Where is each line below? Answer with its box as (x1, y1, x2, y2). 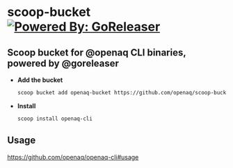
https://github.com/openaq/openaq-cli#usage (7, 153, 139, 161)
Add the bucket (17, 76, 63, 84)
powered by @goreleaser (7, 57, 120, 69)
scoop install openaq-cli (17, 115, 93, 122)
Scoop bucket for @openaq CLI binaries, (7, 47, 186, 58)
